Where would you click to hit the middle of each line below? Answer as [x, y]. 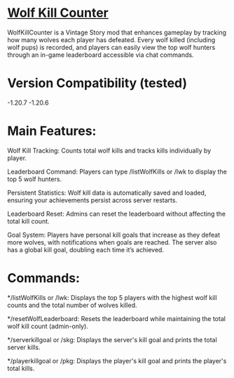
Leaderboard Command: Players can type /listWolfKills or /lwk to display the [117, 171]
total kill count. [29, 221]
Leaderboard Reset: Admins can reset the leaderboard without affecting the [117, 214]
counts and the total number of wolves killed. [73, 305]
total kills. [21, 368]
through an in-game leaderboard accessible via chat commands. [101, 55]
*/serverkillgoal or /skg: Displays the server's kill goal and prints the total [112, 339]
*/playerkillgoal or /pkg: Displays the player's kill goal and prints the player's [117, 360]
